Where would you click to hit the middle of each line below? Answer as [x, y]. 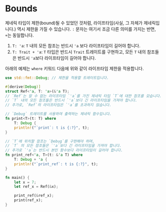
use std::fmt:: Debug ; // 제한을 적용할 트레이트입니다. [57, 78]
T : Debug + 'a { [31, 160]
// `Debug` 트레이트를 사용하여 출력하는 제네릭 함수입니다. [59, 114]
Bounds [21, 9]
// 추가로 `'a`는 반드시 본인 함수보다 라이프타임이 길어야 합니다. [64, 150]
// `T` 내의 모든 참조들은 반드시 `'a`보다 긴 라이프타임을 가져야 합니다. [71, 101]
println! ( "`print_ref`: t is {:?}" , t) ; [56, 164]
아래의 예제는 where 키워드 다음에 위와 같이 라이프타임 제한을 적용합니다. [75, 68]
